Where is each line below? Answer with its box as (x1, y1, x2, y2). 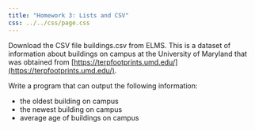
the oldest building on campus (19, 96, 119, 106)
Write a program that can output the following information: (8, 80, 198, 91)
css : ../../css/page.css (8, 19, 90, 27)
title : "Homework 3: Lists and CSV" (8, 11, 129, 20)
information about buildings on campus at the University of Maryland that (8, 49, 248, 58)
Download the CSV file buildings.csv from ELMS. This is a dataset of (8, 40, 231, 50)
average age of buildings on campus (19, 113, 139, 122)
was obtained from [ (8, 57, 74, 67)
